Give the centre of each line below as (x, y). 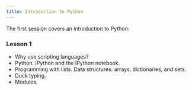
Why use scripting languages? (52, 56)
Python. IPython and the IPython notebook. (67, 63)
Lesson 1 (19, 44)
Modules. (26, 82)
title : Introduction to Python (45, 12)
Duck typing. (30, 75)
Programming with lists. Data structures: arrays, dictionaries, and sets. (100, 69)
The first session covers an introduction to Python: (68, 28)
